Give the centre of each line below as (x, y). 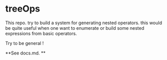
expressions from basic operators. (41, 33)
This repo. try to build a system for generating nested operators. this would (84, 23)
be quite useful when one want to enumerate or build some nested (75, 28)
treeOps (23, 9)
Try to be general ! (25, 43)
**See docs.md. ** (25, 53)
